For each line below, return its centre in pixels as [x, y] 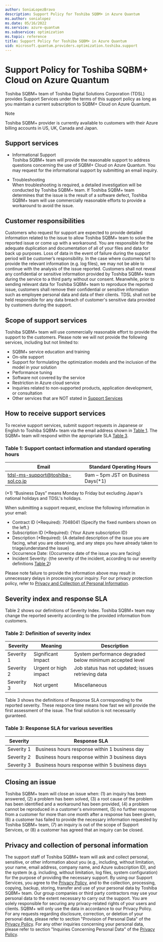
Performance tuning [32, 372]
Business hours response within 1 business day [90, 749]
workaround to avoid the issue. [43, 206]
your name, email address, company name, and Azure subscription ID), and [81, 867]
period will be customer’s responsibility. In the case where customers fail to [80, 259]
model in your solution [34, 367]
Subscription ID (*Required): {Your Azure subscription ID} [70, 533]
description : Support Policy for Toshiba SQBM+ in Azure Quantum [72, 14]
